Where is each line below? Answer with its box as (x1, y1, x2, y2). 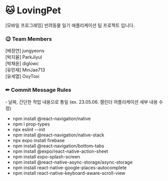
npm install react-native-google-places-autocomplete (12, 164, 127, 171)
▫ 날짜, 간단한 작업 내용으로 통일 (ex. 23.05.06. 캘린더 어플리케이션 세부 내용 (5, 98, 158, 105)
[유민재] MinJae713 (5, 67, 45, 73)
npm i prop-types (12, 120, 50, 127)
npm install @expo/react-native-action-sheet (12, 148, 108, 154)
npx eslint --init (12, 126, 45, 132)
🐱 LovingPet (5, 5, 61, 16)
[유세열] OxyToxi (5, 73, 40, 79)
